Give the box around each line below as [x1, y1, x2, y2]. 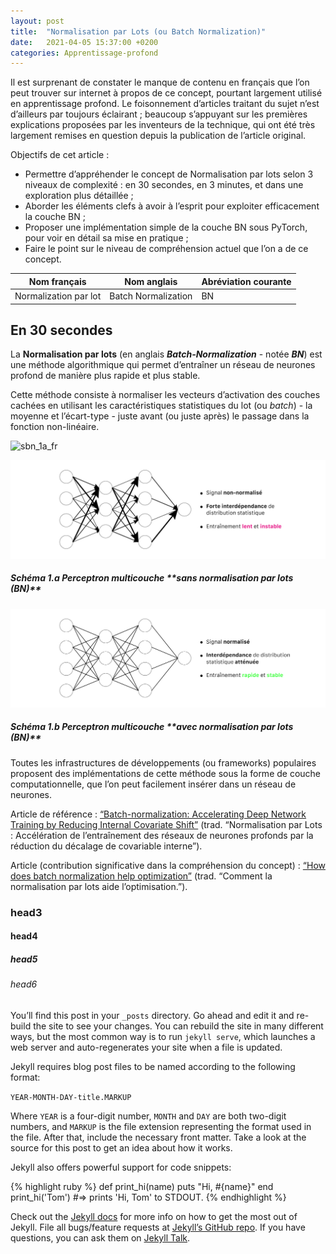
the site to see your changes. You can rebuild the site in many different [33, 1020, 324, 1032]
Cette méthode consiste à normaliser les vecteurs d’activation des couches [10, 389, 321, 401]
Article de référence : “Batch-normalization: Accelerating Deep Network [10, 808, 307, 820]
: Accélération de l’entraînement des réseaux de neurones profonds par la [10, 829, 314, 841]
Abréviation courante [201, 275, 292, 287]
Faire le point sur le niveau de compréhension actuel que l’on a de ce [24, 243, 309, 255]
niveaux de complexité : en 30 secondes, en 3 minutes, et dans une [24, 179, 304, 191]
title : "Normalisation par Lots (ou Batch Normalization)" [10, 26, 267, 37]
